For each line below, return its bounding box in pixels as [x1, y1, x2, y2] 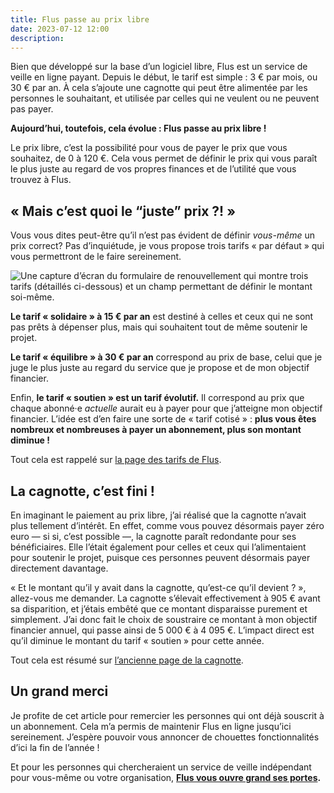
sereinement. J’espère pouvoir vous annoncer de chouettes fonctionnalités [10, 731, 320, 743]
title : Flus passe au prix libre [10, 14, 150, 25]
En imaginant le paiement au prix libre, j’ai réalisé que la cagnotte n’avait [10, 509, 307, 521]
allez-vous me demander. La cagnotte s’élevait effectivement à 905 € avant [10, 592, 321, 604]
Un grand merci [10, 683, 109, 700]
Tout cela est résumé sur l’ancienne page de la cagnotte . [10, 654, 244, 666]
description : [10, 33, 65, 43]
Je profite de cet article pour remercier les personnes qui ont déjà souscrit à [10, 709, 325, 721]
